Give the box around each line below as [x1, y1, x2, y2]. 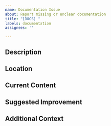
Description [5, 48, 42, 56]
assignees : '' [5, 25, 34, 30]
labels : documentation [5, 21, 51, 26]
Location [5, 64, 33, 73]
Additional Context [5, 115, 64, 123]
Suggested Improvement [5, 98, 82, 106]
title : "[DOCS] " [5, 16, 41, 21]
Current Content [5, 81, 56, 90]
